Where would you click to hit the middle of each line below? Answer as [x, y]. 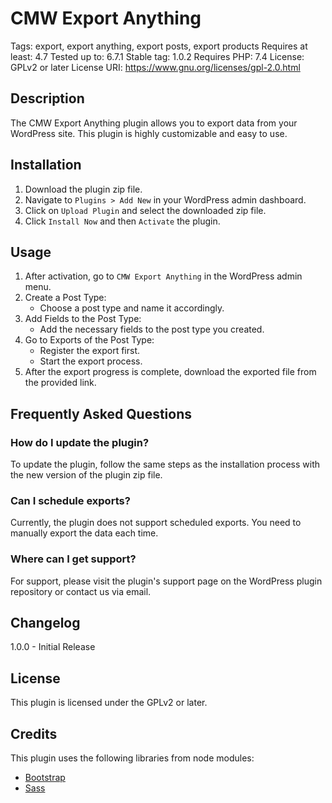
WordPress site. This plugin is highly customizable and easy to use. [149, 133]
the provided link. [60, 383]
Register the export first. [90, 351]
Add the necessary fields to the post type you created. [152, 329]
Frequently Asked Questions [101, 413]
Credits [34, 733]
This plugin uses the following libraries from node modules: [132, 758]
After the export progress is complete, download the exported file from [170, 372]
